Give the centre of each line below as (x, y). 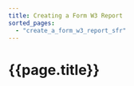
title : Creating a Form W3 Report (66, 16)
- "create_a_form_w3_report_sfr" (71, 30)
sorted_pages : (32, 23)
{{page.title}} (54, 70)
